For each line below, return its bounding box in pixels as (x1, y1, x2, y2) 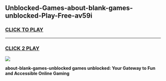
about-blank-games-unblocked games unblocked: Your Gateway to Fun (5, 65, 156, 71)
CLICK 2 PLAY (5, 45, 40, 52)
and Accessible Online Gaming (5, 70, 70, 76)
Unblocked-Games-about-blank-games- (5, 4, 133, 12)
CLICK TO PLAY (5, 27, 43, 33)
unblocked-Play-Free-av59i (5, 12, 92, 20)
